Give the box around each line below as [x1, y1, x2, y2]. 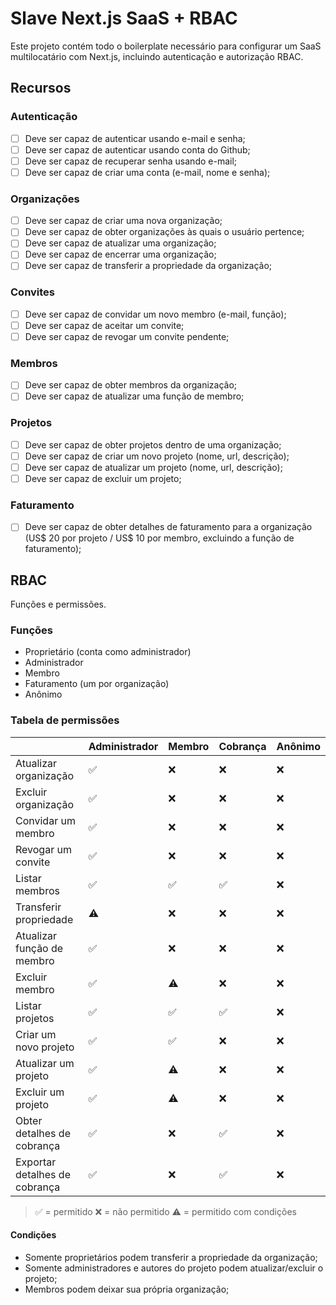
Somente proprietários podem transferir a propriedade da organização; [24, 1251, 318, 1263]
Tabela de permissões [10, 713, 120, 727]
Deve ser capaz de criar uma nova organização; [24, 215, 223, 227]
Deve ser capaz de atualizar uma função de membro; [24, 390, 245, 402]
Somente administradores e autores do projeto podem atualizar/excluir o [24, 1262, 324, 1274]
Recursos [10, 80, 72, 97]
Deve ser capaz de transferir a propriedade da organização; [24, 260, 273, 272]
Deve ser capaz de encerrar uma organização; [24, 248, 217, 261]
